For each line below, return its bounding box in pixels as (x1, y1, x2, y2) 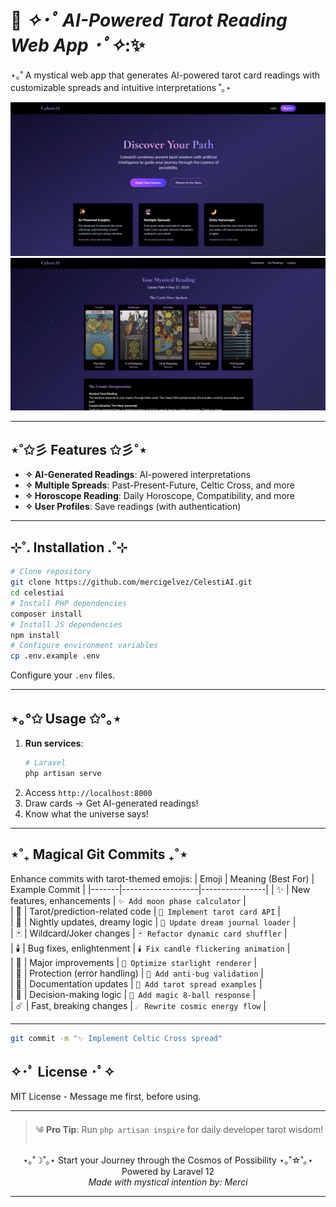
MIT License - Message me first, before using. (10, 1091, 202, 1103)
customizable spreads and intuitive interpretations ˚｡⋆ (10, 81, 232, 93)
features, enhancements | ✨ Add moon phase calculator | (10, 894, 247, 906)
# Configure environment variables (10, 641, 159, 651)
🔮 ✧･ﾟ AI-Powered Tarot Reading (10, 9, 288, 32)
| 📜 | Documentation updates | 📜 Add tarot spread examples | (10, 977, 263, 990)
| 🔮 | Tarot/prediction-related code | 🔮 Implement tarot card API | (10, 905, 282, 917)
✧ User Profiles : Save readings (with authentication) (24, 501, 242, 513)
